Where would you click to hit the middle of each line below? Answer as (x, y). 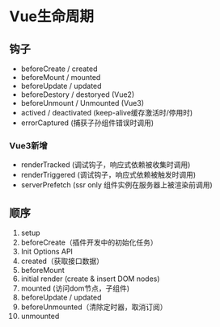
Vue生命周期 (52, 17)
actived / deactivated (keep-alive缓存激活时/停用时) (107, 113)
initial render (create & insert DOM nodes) (90, 279)
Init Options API (47, 252)
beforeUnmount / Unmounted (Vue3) (82, 103)
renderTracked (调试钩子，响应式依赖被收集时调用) (106, 165)
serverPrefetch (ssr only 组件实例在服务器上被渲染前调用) (116, 185)
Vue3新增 (28, 145)
